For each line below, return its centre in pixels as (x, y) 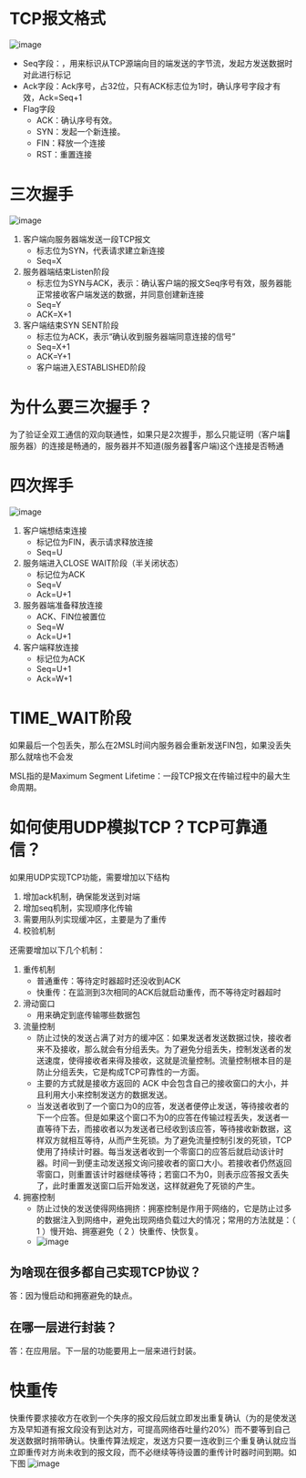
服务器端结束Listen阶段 (66, 271)
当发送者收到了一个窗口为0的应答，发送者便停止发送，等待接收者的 (163, 1106)
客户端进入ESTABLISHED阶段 (91, 367)
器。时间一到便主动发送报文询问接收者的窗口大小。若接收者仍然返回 (164, 1163)
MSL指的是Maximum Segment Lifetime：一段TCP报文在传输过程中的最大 (146, 776)
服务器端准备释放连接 (62, 605)
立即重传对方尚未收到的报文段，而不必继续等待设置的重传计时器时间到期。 (149, 1453)
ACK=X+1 (54, 314)
